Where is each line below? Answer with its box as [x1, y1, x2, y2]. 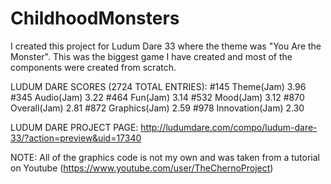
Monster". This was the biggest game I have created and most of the [10, 50, 293, 62]
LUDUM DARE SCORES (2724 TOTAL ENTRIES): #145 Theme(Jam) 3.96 [10, 80, 307, 92]
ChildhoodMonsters [10, 7, 180, 30]
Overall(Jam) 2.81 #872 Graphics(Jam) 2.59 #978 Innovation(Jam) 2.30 [10, 102, 305, 114]
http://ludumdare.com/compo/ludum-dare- [140, 121, 318, 133]
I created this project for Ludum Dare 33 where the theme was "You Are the [10, 40, 322, 52]
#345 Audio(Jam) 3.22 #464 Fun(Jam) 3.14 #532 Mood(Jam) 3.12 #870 [10, 91, 305, 103]
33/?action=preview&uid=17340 [10, 132, 142, 144]
